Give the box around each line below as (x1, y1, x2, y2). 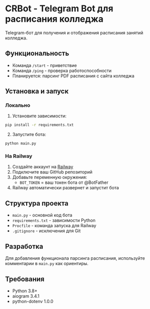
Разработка (5, 242, 43, 250)
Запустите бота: (12, 132, 46, 137)
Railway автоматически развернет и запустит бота (12, 185, 119, 191)
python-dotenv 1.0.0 (12, 298, 53, 304)
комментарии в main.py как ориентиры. (5, 261, 89, 267)
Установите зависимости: (12, 113, 67, 119)
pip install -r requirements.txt (5, 123, 74, 128)
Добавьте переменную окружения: (12, 174, 87, 180)
